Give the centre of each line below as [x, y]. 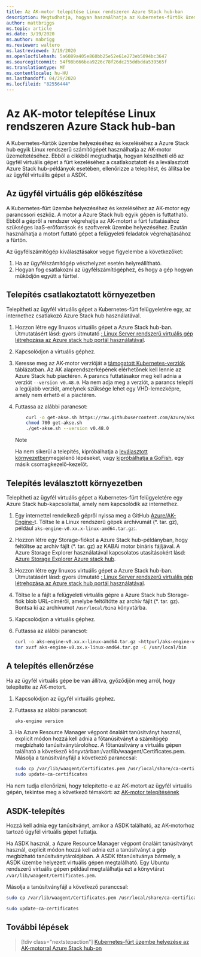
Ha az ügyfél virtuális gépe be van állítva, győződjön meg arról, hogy [91, 680]
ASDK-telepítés [36, 811]
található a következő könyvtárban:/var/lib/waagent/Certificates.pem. [100, 752]
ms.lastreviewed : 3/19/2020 [41, 51]
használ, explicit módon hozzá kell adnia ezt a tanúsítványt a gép [86, 850]
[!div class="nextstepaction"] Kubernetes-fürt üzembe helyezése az [105, 941]
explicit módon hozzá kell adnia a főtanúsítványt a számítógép [92, 739]
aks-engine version [39, 721]
